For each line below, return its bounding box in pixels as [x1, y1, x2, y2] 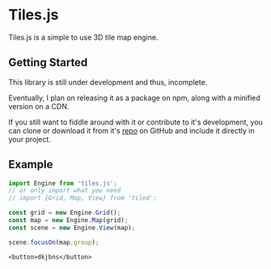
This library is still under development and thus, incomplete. [8, 77, 208, 86]
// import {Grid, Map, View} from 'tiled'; [8, 194, 158, 203]
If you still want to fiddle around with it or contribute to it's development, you [8, 117, 263, 127]
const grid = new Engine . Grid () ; [8, 208, 121, 217]
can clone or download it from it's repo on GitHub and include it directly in [8, 125, 255, 135]
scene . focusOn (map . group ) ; [8, 238, 100, 246]
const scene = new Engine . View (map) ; [8, 224, 136, 232]
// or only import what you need [8, 187, 121, 195]
